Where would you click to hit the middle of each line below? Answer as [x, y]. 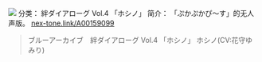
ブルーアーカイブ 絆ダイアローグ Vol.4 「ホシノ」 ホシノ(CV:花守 [137, 40]
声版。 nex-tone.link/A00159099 [61, 23]
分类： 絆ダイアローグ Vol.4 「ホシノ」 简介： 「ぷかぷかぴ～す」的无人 [136, 13]
